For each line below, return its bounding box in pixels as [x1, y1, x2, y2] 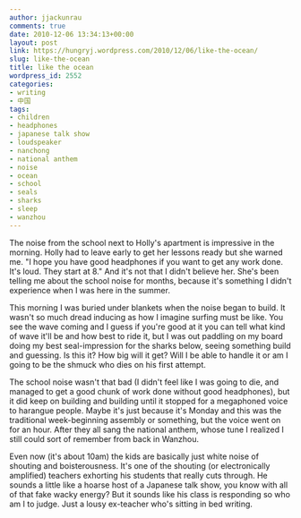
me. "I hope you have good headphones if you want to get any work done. [9, 256, 284, 267]
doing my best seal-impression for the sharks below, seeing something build [9, 340, 291, 351]
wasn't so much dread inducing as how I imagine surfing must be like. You [9, 311, 284, 322]
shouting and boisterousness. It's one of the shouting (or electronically [9, 460, 271, 471]
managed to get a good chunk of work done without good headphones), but [9, 386, 290, 396]
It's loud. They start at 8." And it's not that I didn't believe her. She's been [9, 266, 279, 276]
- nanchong [9, 146, 50, 155]
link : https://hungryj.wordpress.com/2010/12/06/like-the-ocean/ [9, 47, 258, 55]
